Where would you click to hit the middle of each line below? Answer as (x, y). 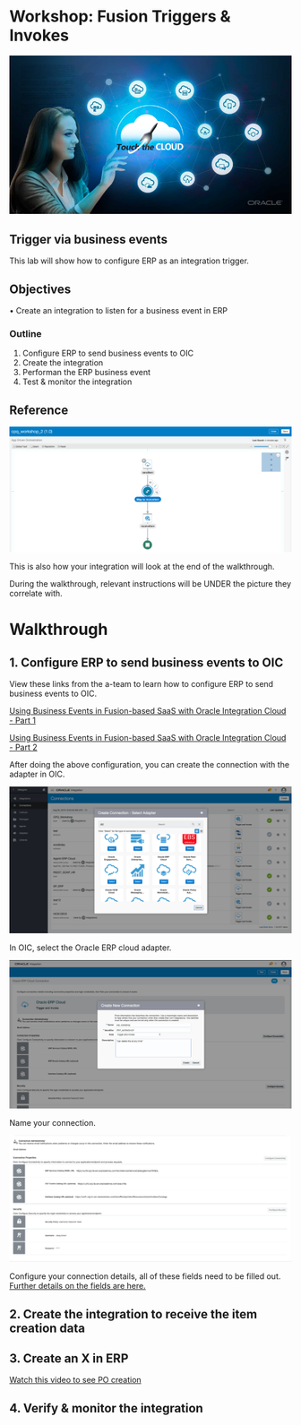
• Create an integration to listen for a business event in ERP (119, 311)
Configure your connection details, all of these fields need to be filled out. (145, 1276)
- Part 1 (22, 721)
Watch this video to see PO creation (75, 1380)
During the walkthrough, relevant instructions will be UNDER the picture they (150, 584)
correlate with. (36, 594)
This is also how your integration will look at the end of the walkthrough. (142, 567)
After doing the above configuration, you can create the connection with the (149, 765)
